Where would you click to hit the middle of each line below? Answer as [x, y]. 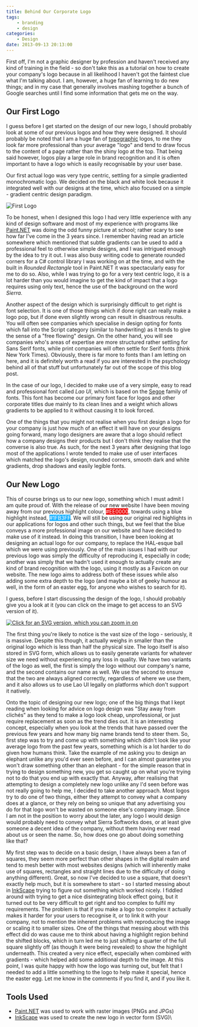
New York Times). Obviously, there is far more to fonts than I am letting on [96, 355]
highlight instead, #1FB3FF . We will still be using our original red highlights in [99, 518]
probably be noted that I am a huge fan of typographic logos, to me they [94, 138]
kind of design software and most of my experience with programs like [92, 224]
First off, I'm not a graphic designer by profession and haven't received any [98, 61]
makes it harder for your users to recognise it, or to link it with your [87, 915]
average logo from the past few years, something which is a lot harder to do [98, 746]
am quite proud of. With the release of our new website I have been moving [98, 505]
